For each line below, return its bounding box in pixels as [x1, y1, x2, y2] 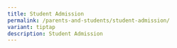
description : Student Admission [7, 30, 103, 37]
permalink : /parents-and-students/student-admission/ [7, 17, 171, 24]
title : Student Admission [7, 10, 84, 18]
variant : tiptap [7, 23, 55, 30]
